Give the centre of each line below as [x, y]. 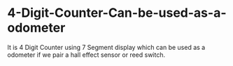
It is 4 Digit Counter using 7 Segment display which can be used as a [106, 47]
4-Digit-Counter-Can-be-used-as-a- [117, 13]
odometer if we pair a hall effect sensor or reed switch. [86, 55]
